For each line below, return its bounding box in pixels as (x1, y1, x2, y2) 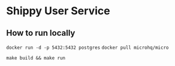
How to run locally (6, 28, 76, 38)
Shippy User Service (6, 4, 110, 18)
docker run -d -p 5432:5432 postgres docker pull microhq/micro (6, 45, 169, 51)
